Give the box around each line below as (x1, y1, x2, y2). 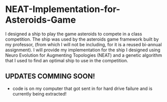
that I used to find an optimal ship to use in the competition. (5, 57, 128, 63)
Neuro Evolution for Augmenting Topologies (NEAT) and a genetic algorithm (5, 52, 162, 58)
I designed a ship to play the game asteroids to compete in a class (5, 31, 142, 37)
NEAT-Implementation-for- (5, 4, 121, 15)
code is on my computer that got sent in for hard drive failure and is (12, 85, 152, 91)
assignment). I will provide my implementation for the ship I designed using (5, 47, 161, 53)
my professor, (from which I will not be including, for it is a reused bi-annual (5, 41, 162, 47)
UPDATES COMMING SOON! (5, 72, 96, 81)
